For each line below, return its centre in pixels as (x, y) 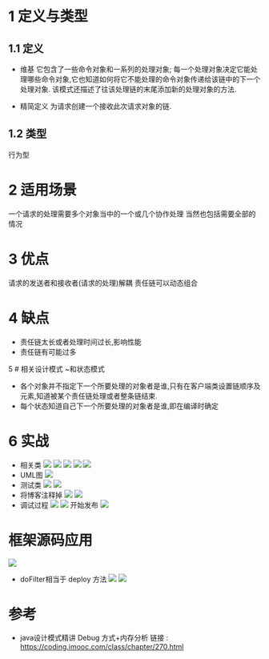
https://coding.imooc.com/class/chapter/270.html (102, 647)
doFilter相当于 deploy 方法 (63, 579)
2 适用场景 (43, 190)
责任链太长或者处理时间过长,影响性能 (80, 342)
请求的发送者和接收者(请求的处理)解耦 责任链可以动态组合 (103, 283)
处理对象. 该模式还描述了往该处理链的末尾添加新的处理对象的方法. (128, 89)
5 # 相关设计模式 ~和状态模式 (57, 368)
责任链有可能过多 (48, 352)
